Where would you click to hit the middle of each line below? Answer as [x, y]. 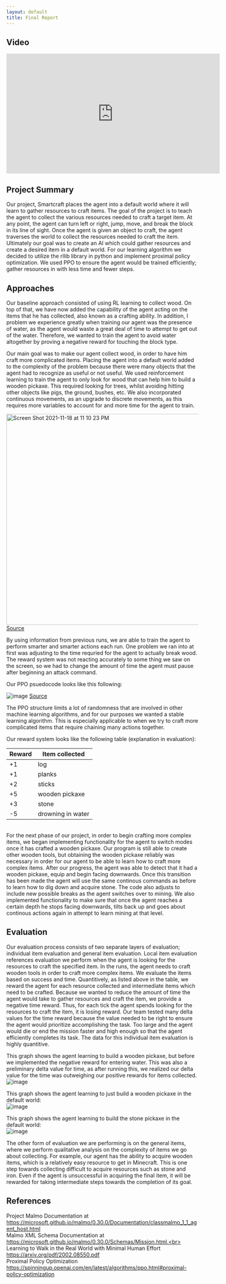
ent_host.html [23, 1229]
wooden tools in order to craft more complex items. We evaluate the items [99, 973]
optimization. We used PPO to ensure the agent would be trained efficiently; [101, 263]
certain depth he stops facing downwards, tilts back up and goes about [96, 906]
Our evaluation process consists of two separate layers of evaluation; [93, 947]
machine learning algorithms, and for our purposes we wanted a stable [95, 714]
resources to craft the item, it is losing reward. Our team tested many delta [100, 1012]
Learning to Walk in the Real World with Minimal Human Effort [83, 1248]
